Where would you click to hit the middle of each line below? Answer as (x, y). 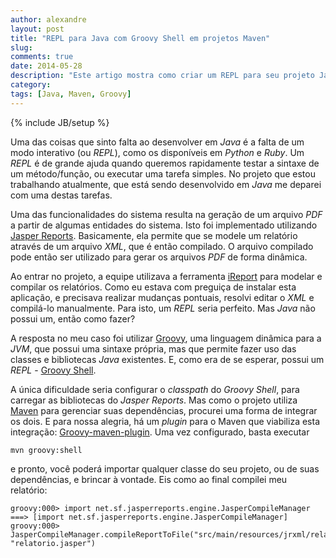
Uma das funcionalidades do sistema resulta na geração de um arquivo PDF (166, 214)
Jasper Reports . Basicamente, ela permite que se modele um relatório (154, 235)
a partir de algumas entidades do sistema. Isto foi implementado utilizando (164, 225)
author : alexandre (48, 19)
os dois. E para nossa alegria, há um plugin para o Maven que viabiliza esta (165, 421)
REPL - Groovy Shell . (53, 370)
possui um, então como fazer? (73, 318)
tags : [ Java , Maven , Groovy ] (71, 94)
